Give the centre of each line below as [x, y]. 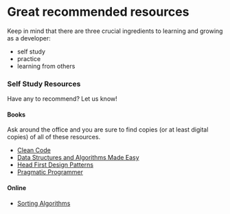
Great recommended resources [98, 12]
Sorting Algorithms [44, 203]
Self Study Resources [44, 84]
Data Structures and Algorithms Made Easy [78, 158]
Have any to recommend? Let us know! [62, 99]
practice [29, 58]
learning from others [46, 66]
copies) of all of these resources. [54, 137]
